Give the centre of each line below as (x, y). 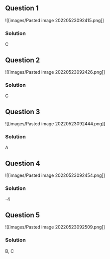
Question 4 (23, 163)
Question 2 (23, 60)
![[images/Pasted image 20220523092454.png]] (55, 175)
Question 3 (23, 111)
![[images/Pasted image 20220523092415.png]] (55, 20)
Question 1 (22, 8)
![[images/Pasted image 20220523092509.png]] (55, 227)
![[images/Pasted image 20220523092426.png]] (55, 72)
